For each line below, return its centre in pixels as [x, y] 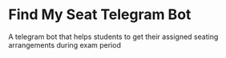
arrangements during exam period [65, 44]
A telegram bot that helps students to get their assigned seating [113, 37]
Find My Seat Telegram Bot [100, 15]
